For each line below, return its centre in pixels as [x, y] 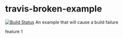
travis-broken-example [54, 9]
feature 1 [14, 31]
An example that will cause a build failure [77, 22]
